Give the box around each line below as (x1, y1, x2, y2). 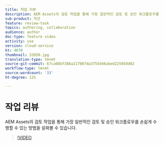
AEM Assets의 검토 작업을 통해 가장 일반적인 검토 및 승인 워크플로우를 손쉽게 (5, 119, 152, 125)
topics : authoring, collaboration (5, 25, 76, 30)
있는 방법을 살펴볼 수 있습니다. (19, 125, 77, 130)
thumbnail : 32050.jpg (5, 52, 49, 57)
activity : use (5, 39, 34, 44)
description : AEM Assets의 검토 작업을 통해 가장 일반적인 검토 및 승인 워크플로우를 (5, 12, 159, 17)
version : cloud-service (5, 43, 54, 48)
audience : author (5, 30, 41, 35)
